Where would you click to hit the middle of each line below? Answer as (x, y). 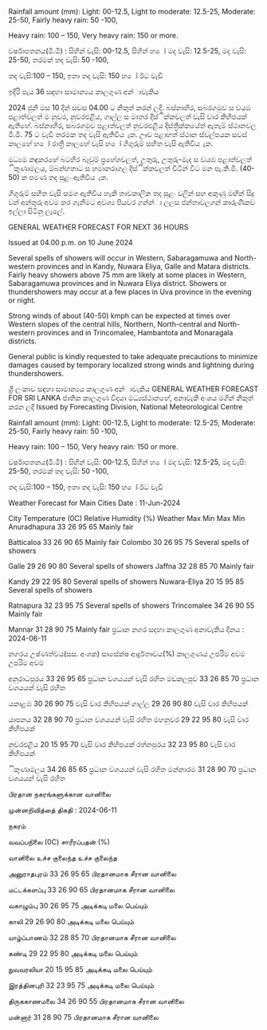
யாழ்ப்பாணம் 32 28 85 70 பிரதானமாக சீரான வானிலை (92, 938)
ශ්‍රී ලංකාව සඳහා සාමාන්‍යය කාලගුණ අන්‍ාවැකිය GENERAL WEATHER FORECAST (133, 389)
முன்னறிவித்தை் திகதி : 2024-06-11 (63, 810)
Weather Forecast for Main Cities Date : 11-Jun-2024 (94, 503)
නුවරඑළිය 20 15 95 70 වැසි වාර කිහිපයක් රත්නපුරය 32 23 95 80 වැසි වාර (122, 744)
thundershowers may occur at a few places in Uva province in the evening (130, 292)
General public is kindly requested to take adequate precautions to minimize (133, 356)
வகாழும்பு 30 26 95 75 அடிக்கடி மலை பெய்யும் (78, 906)
